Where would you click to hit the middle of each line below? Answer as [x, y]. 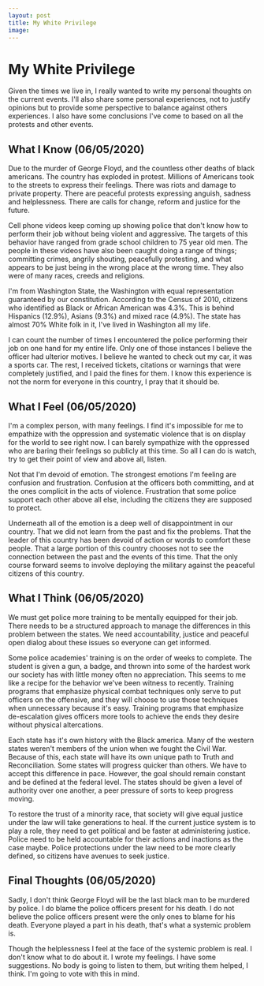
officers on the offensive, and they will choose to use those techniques [123, 700]
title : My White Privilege [52, 23]
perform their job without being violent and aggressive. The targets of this [128, 234]
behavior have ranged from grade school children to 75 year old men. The [128, 242]
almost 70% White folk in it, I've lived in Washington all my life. [110, 325]
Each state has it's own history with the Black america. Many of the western [131, 740]
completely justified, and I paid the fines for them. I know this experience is [130, 373]
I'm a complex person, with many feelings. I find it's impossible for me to [126, 425]
